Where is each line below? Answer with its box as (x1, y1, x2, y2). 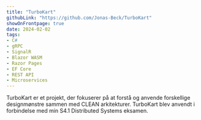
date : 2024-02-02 (6, 26, 51, 32)
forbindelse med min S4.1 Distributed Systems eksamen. (6, 107, 148, 114)
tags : (6, 32, 20, 38)
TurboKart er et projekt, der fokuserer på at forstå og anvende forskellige (6, 94, 191, 102)
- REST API (6, 72, 34, 78)
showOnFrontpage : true (6, 20, 64, 26)
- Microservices (6, 77, 48, 83)
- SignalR (6, 49, 32, 55)
